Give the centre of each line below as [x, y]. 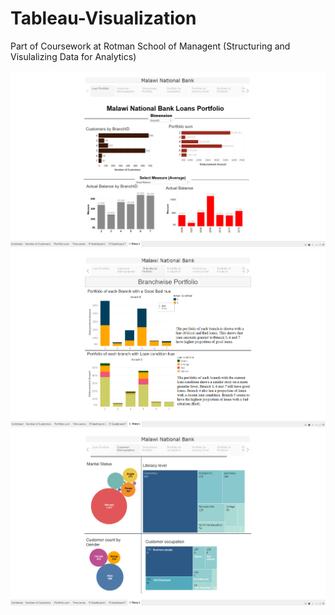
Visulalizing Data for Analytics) [73, 56]
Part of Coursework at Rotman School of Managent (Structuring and [150, 46]
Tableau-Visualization [103, 18]
